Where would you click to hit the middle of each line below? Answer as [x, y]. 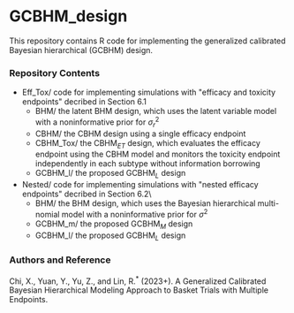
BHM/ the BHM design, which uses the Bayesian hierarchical [145, 203]
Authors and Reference [60, 260]
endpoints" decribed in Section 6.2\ [87, 194]
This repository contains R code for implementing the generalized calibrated [147, 41]
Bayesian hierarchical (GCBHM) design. [81, 50]
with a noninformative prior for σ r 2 [97, 122]
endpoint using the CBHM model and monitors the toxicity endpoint [158, 154]
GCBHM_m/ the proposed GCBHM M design [114, 225]
